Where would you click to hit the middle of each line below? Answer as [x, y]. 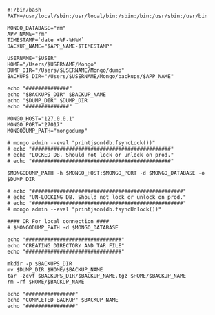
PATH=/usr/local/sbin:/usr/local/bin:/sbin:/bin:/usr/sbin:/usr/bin [107, 16]
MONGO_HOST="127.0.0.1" [41, 119]
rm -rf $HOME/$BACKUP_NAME [46, 282]
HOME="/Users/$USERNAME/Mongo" [52, 64]
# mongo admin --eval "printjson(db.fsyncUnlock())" [84, 209]
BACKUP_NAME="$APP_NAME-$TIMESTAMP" [60, 46]
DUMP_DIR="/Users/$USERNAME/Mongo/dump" [66, 70]
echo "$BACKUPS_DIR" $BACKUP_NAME [57, 95]
